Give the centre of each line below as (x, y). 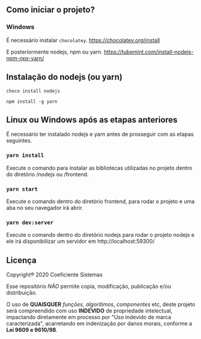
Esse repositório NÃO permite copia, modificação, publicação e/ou (89, 286)
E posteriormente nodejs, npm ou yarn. (55, 52)
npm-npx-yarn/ (25, 58)
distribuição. (22, 293)
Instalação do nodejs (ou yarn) (64, 77)
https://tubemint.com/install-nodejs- (149, 52)
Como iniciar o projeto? (50, 10)
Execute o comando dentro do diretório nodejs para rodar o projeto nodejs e (100, 235)
